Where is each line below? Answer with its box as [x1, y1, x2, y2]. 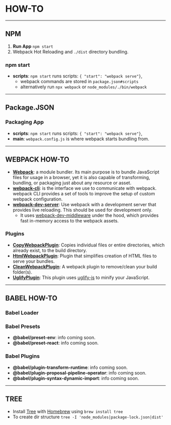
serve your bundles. [12, 258, 55, 264]
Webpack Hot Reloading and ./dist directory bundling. [12, 48, 129, 55]
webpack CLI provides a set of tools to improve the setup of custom [12, 190, 155, 196]
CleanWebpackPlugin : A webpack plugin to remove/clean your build [12, 263, 157, 269]
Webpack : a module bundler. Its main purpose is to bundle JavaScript [12, 169, 159, 175]
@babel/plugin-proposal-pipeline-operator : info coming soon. [12, 369, 147, 376]
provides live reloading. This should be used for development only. [12, 207, 153, 213]
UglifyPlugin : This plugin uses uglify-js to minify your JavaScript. [12, 274, 150, 281]
